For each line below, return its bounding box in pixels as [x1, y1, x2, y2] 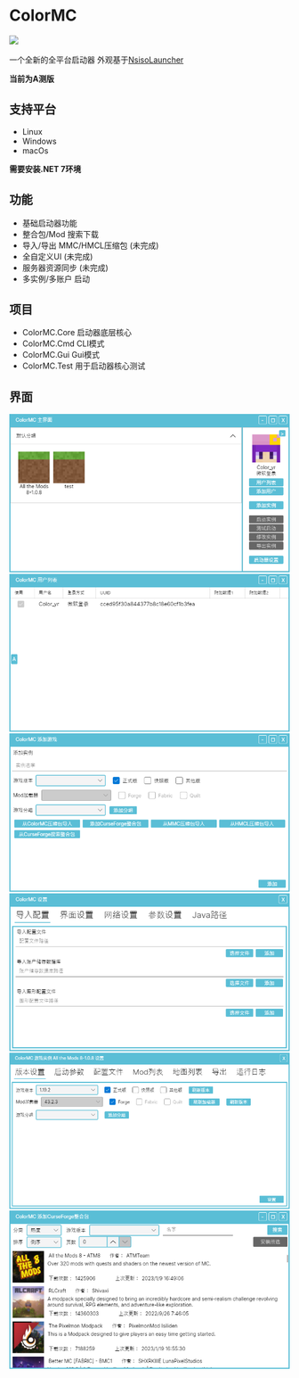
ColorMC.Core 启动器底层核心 [21, 327, 132, 338]
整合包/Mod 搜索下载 [21, 228, 100, 239]
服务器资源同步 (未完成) [21, 262, 109, 273]
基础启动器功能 [21, 218, 77, 228]
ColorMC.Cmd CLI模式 [21, 338, 105, 349]
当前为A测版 [9, 73, 55, 84]
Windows [21, 136, 57, 146]
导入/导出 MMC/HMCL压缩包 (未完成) [21, 240, 159, 251]
